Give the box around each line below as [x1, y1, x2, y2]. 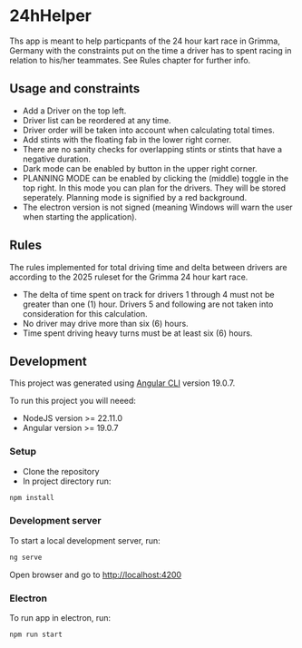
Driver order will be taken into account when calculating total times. [22, 124, 275, 135]
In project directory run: [22, 476, 112, 486]
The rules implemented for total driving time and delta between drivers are [9, 261, 287, 272]
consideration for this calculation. [22, 308, 148, 319]
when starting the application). [22, 211, 138, 222]
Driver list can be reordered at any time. [22, 114, 171, 125]
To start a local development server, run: [9, 535, 161, 545]
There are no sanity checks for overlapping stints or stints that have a [22, 143, 283, 154]
